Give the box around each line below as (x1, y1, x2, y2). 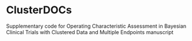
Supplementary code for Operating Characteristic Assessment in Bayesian (6, 23, 187, 29)
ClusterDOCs (6, 3, 72, 17)
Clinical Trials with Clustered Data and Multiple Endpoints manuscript (6, 28, 174, 35)
